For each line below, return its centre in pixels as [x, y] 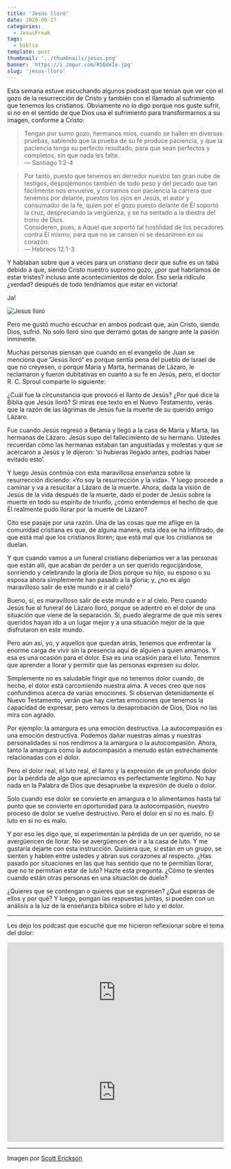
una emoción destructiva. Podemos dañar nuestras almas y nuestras [104, 735]
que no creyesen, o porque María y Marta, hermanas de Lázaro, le [101, 367]
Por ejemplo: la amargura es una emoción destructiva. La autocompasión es [115, 728]
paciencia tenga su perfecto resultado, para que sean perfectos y [117, 148]
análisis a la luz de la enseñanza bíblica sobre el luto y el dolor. [96, 905]
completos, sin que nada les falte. [72, 155]
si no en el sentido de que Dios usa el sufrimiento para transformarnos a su [113, 112]
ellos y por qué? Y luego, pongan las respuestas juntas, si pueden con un [111, 898]
